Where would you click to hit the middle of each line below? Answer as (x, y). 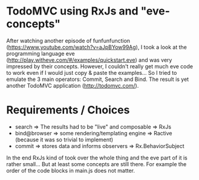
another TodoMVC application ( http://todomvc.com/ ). (73, 85)
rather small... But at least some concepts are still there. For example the (96, 164)
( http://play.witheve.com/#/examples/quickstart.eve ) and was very (89, 60)
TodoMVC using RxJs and (72, 11)
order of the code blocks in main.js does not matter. (70, 170)
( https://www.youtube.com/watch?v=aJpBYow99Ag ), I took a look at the (97, 47)
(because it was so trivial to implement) (64, 140)
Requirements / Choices (68, 110)
